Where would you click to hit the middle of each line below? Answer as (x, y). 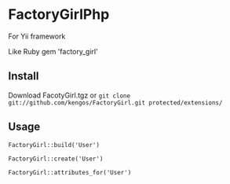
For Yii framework (37, 36)
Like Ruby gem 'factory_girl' (53, 51)
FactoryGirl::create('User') (56, 159)
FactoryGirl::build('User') (54, 145)
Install (24, 76)
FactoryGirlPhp (59, 15)
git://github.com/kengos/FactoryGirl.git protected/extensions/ (115, 103)
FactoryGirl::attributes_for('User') (70, 172)
